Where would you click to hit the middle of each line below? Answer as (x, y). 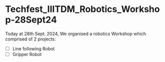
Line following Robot (33, 48)
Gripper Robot (27, 54)
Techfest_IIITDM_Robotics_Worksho (82, 9)
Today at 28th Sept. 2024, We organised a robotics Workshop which (76, 33)
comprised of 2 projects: (30, 39)
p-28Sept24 (31, 20)
